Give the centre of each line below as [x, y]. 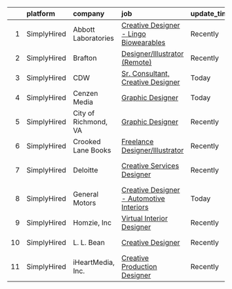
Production [139, 267]
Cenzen [86, 93]
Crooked [87, 142]
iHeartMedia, [94, 262]
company [89, 13]
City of [84, 113]
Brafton [85, 58]
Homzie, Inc [92, 222]
